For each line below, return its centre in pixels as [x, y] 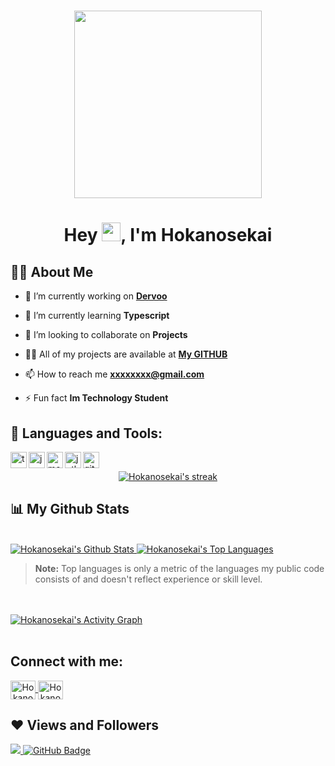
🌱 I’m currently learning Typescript [97, 316]
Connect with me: [67, 661]
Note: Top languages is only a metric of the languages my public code [179, 568]
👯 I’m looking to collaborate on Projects [106, 335]
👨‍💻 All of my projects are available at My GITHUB [126, 354]
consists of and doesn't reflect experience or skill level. [148, 579]
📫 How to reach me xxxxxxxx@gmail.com [114, 374]
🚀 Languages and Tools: [86, 433]
